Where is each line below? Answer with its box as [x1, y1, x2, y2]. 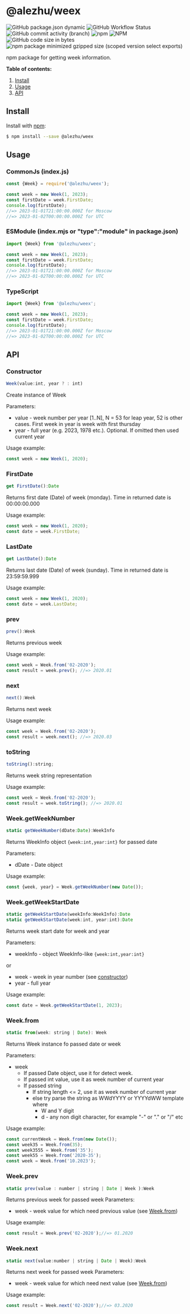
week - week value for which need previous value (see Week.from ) [14, 1208, 178, 1215]
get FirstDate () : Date [6, 483, 60, 489]
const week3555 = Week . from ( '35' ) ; [6, 1147, 94, 1153]
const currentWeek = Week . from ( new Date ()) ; [6, 1136, 117, 1142]
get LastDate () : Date [6, 556, 57, 562]
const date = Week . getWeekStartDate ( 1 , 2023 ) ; [6, 1002, 123, 1008]
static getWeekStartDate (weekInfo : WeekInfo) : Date [6, 912, 131, 917]
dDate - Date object [14, 861, 63, 868]
